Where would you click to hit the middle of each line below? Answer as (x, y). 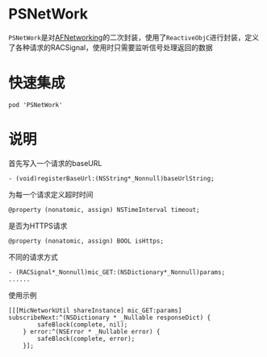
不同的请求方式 (33, 257)
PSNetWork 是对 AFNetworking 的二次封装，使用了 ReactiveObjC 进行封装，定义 (134, 37)
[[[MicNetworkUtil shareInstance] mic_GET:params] (95, 310)
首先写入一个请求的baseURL (55, 163)
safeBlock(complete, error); (86, 338)
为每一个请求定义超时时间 (51, 194)
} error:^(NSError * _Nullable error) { (92, 331)
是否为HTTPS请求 (38, 226)
